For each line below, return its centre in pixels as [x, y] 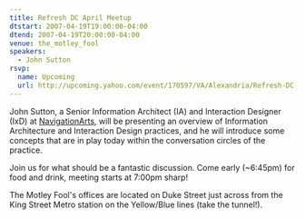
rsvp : [20, 69]
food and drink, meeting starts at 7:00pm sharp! [99, 177]
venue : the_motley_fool [54, 43]
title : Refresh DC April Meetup [70, 18]
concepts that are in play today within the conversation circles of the [138, 140]
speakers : [28, 52]
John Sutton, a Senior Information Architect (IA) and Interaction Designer [145, 111]
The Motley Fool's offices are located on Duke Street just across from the [146, 194]
